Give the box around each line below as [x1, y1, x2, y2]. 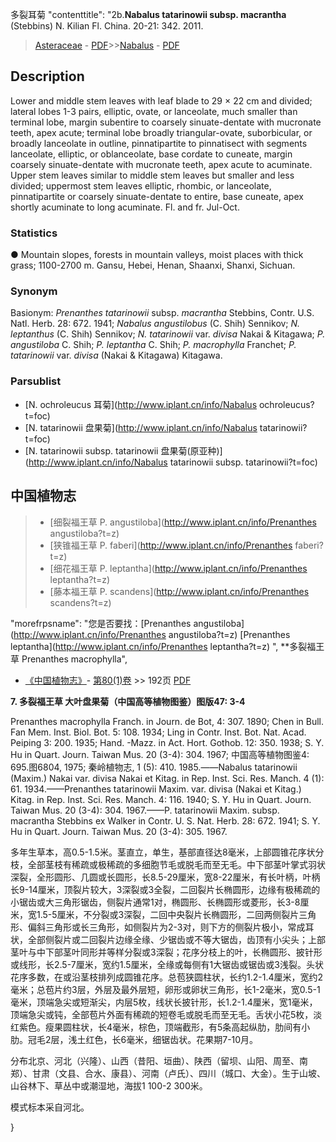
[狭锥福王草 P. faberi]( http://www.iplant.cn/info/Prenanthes [49, 539, 293, 551]
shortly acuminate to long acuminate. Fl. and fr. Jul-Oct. [10, 201, 240, 213]
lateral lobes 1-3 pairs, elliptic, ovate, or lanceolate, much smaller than [10, 105, 298, 117]
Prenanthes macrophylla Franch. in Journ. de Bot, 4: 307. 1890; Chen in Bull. [10, 715, 325, 727]
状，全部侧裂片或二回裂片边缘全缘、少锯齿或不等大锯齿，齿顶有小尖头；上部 [10, 933, 326, 945]
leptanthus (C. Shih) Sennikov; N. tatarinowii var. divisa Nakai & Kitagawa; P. [10, 328, 326, 340]
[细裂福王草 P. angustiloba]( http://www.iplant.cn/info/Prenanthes [49, 516, 317, 528]
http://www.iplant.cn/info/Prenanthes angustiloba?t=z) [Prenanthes [13, 628, 291, 640]
